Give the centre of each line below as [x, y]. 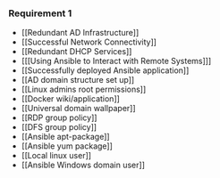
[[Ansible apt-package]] [65, 137]
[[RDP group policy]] [59, 117]
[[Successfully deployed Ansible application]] [105, 70]
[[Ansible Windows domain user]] [83, 165]
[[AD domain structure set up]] [78, 80]
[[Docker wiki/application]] [70, 99]
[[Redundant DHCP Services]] [76, 52]
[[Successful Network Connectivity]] [89, 42]
